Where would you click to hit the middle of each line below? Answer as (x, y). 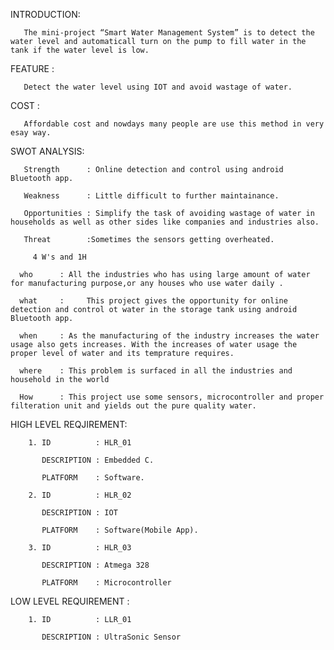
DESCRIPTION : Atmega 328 (95, 565)
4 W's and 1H (59, 257)
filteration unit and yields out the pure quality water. (133, 406)
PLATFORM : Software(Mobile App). (120, 530)
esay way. (31, 133)
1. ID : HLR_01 (80, 443)
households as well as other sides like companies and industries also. (165, 222)
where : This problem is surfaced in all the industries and (156, 371)
